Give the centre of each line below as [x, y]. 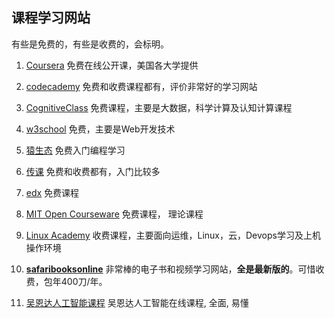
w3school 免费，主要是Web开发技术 [100, 129]
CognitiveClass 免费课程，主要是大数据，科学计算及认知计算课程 [159, 107]
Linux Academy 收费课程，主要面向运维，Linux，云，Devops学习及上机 [173, 235]
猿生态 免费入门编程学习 [75, 150]
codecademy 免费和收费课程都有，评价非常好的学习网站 [141, 86]
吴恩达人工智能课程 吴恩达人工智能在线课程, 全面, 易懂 [137, 302]
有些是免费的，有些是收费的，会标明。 [90, 44]
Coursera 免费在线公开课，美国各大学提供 [112, 65]
